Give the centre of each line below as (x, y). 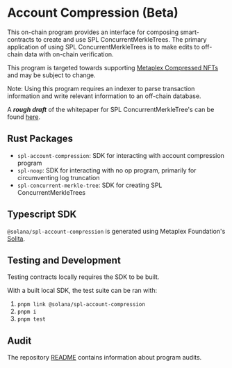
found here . (24, 117)
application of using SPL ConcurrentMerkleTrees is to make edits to (103, 47)
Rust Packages (40, 139)
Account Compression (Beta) (93, 13)
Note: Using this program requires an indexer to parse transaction (101, 88)
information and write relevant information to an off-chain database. (104, 96)
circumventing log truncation (58, 177)
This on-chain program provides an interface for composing (93, 32)
